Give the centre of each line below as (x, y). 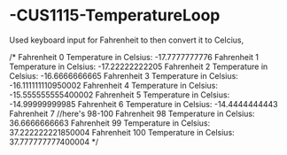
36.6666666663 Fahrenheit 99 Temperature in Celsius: (110, 123)
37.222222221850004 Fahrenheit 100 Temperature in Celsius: (122, 132)
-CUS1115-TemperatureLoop (115, 15)
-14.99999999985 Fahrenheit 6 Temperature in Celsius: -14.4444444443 (143, 104)
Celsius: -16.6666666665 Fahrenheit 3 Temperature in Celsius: (124, 75)
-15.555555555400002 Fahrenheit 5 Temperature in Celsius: (120, 95)
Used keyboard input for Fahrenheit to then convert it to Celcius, (127, 40)
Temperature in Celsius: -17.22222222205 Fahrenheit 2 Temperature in (139, 66)
